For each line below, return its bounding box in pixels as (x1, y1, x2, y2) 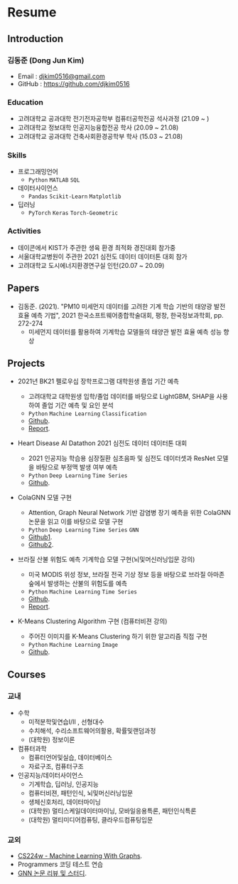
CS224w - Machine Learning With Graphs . (17, 852, 143, 860)
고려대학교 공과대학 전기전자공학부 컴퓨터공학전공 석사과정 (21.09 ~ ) (17, 115, 210, 123)
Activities (7, 226, 41, 236)
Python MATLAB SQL (28, 177, 80, 184)
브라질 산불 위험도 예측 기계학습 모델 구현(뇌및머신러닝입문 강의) (17, 555, 195, 563)
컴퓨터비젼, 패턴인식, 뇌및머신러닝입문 (28, 789, 134, 798)
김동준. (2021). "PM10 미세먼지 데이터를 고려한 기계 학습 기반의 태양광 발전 (17, 302, 226, 311)
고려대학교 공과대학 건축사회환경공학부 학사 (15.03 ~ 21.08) (17, 132, 183, 141)
